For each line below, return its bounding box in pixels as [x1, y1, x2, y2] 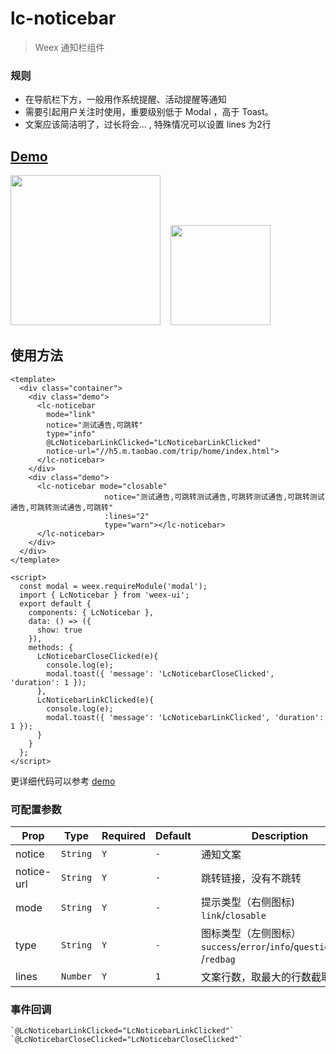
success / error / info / [200, 940, 295, 954]
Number [61, 971, 93, 982]
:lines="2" [104, 511, 150, 521]
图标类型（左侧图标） [200, 927, 302, 941]
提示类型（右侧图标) [200, 895, 296, 909]
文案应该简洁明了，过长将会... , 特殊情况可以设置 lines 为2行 [24, 118, 272, 131]
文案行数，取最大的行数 [200, 970, 312, 984]
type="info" [46, 428, 97, 439]
